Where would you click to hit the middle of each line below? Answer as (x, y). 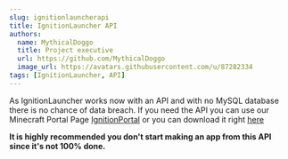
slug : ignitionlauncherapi (59, 17)
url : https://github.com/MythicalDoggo (91, 59)
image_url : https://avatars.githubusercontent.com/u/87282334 (135, 68)
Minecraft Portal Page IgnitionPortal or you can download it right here (137, 119)
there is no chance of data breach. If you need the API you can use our (139, 110)
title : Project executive (66, 51)
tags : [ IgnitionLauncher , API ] (67, 76)
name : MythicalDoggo (55, 42)
